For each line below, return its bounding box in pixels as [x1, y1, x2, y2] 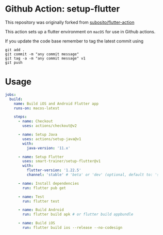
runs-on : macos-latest [14, 105, 60, 111]
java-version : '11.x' [26, 146, 70, 150]
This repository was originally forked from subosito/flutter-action [5, 19, 135, 25]
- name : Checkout [17, 119, 53, 124]
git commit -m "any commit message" [5, 52, 79, 57]
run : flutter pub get [22, 185, 66, 191]
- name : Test [17, 194, 45, 199]
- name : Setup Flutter [17, 154, 64, 159]
